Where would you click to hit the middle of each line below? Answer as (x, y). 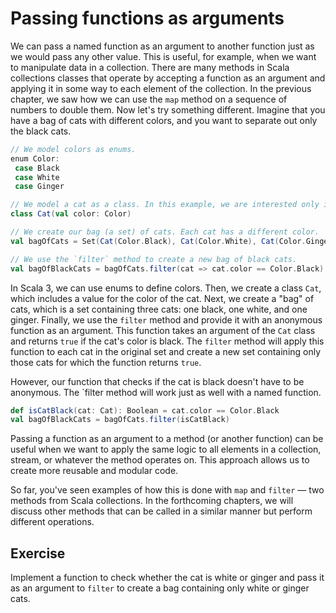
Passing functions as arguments (147, 18)
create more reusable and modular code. (94, 471)
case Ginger (39, 187)
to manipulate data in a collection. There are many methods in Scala (150, 67)
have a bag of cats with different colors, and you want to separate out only (164, 120)
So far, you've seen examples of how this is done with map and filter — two (167, 490)
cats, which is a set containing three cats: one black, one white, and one (159, 309)
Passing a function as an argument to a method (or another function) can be (167, 439)
